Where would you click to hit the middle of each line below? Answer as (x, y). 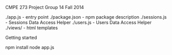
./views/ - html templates (31, 28)
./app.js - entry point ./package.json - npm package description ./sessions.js (86, 17)
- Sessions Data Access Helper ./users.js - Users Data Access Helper (79, 22)
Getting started (21, 38)
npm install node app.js (30, 47)
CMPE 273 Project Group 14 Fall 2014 (45, 7)
